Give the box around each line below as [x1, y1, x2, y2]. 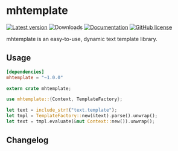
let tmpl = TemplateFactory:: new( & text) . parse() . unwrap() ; [6, 113, 158, 119]
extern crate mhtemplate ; [6, 85, 71, 91]
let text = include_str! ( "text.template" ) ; [6, 107, 118, 114]
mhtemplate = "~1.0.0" [6, 74, 63, 80]
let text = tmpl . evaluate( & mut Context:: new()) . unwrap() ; [6, 118, 155, 124]
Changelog [6, 135, 49, 146]
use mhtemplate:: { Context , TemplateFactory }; [6, 96, 122, 103]
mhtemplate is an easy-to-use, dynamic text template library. [6, 35, 158, 42]
